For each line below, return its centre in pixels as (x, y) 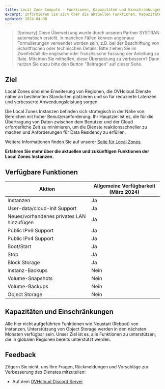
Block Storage (24, 262)
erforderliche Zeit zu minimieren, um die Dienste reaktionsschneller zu (76, 127)
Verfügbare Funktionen (41, 172)
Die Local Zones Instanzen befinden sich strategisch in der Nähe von (75, 112)
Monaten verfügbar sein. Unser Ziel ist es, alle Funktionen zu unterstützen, (81, 334)
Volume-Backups (28, 286)
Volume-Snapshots (30, 278)
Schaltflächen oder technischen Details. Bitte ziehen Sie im (77, 48)
